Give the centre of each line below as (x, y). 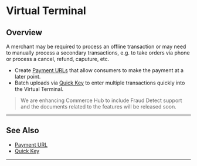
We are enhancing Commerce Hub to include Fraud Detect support (101, 100)
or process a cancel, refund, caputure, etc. (58, 59)
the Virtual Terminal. (39, 89)
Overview (24, 33)
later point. (28, 77)
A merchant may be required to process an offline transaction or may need (96, 46)
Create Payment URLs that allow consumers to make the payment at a (99, 70)
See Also (23, 131)
